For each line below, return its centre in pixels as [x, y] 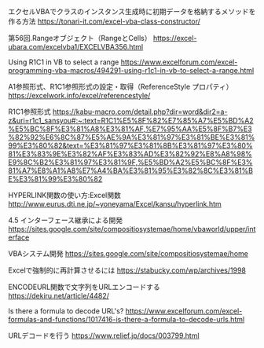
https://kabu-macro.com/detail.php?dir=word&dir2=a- [140, 112]
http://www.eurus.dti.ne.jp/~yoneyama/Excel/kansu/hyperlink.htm [115, 204]
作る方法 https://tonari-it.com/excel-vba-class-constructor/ [104, 21]
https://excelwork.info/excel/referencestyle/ [79, 95]
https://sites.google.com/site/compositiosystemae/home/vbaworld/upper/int [132, 229]
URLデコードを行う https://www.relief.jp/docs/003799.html [104, 335]
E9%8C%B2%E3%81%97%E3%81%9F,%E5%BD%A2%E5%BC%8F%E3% [130, 162]
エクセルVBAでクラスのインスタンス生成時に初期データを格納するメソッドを [132, 11]
